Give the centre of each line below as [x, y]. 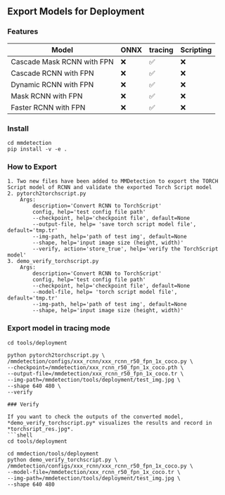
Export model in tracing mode [59, 328]
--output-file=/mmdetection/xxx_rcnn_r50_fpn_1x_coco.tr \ [96, 373]
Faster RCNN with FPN [48, 107]
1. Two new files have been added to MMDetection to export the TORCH [113, 181]
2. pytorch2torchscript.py [47, 194]
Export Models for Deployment [76, 12]
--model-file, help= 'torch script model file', [105, 292]
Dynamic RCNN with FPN [52, 84]
